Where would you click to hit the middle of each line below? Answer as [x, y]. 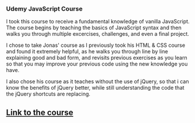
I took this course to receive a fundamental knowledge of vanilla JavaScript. [98, 22]
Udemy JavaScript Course [44, 9]
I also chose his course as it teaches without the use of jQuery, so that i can [97, 81]
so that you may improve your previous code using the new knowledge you [97, 64]
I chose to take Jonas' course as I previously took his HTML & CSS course [96, 45]
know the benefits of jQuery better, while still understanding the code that [95, 88]
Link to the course [40, 112]
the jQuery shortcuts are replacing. [48, 94]
